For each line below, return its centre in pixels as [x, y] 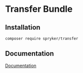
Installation [23, 27]
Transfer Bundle [39, 9]
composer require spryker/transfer [42, 38]
